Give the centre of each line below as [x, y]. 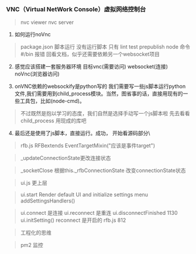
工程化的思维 [36, 233]
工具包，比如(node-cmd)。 [52, 101]
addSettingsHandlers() [48, 201]
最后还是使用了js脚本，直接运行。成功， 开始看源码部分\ [82, 133]
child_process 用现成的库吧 [53, 121]
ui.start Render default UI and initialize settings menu [84, 195]
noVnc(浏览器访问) [37, 74]
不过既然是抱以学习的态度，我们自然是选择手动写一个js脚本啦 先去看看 [105, 114]
